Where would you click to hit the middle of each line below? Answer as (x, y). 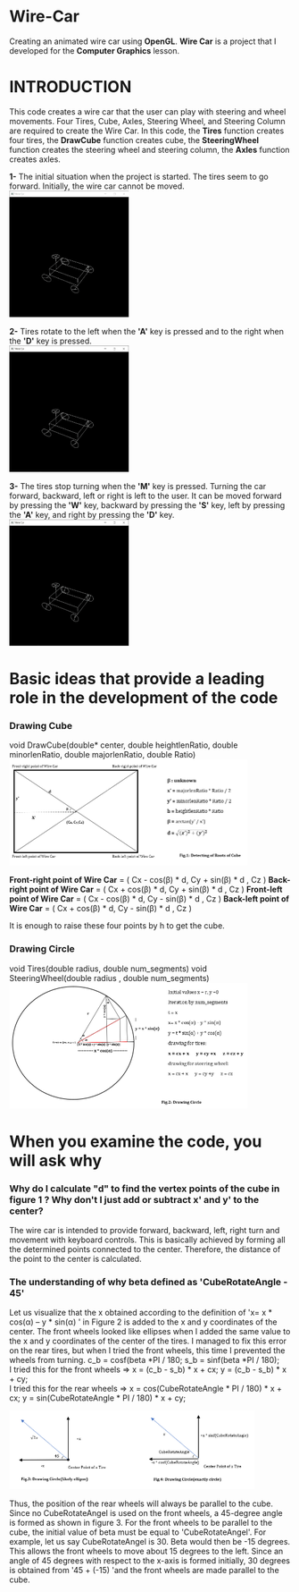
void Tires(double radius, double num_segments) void (108, 969)
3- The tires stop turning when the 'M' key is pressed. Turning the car (138, 486)
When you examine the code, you (136, 1141)
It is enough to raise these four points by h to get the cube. (117, 926)
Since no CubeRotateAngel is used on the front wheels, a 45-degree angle (146, 1513)
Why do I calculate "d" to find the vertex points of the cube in (145, 1189)
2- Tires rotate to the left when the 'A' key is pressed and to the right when (146, 331)
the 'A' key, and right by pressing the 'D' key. (92, 514)
